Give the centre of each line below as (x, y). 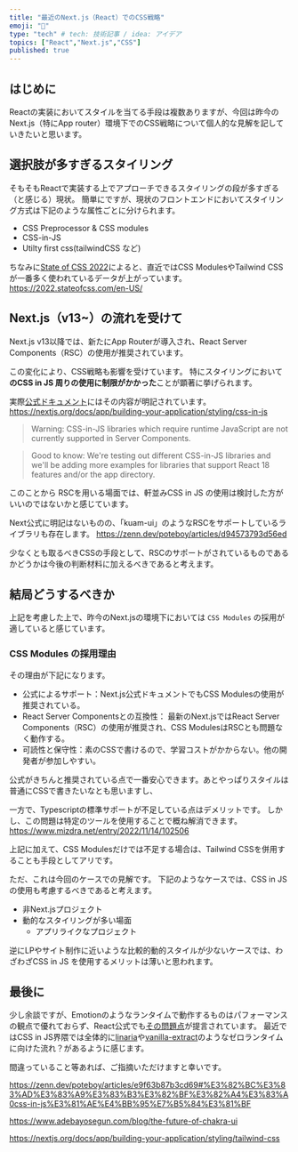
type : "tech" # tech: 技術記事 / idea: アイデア (96, 34)
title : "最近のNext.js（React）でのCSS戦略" (87, 17)
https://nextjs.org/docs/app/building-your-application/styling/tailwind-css (145, 1139)
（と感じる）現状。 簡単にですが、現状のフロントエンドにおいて (127, 199)
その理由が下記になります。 (60, 675)
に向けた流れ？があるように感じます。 (79, 1048)
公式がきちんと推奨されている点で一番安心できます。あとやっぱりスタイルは (149, 779)
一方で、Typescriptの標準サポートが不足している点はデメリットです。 (137, 810)
